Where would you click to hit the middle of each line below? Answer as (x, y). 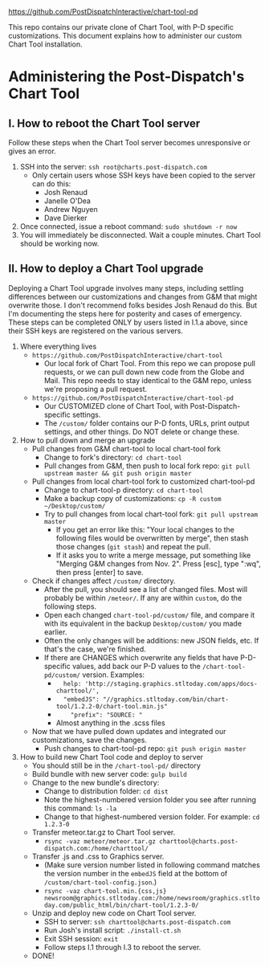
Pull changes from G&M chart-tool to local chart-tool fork (126, 448)
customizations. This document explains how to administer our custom (125, 36)
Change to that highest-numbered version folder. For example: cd (152, 816)
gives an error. (32, 151)
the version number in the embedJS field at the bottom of (136, 873)
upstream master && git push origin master (118, 473)
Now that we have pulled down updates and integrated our (129, 731)
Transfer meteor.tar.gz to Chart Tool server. (104, 832)
